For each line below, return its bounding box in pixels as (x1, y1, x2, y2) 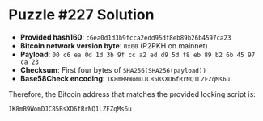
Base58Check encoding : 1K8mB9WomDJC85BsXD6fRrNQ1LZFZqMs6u (19, 73, 231, 83)
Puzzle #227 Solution (8, 6, 155, 24)
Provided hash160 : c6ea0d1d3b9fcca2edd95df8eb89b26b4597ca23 (19, 32, 231, 42)
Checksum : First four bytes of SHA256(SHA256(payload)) (19, 65, 206, 74)
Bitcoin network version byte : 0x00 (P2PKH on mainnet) (19, 40, 208, 50)
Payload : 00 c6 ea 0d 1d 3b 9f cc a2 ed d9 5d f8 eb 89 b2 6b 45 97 (19, 49, 256, 59)
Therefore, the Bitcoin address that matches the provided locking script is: (8, 89, 257, 98)
